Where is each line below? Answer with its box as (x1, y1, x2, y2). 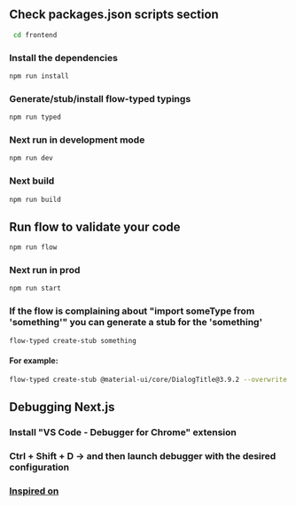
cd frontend (12, 30, 58, 39)
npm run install (9, 71, 69, 81)
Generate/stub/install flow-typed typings (9, 92, 191, 105)
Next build (9, 175, 55, 187)
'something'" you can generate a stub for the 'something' (9, 316, 263, 329)
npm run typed (9, 113, 62, 122)
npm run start (9, 284, 62, 293)
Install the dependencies (9, 51, 118, 64)
